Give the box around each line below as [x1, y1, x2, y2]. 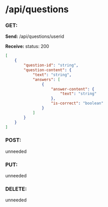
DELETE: [5, 186, 27, 192]
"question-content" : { [23, 67, 72, 73]
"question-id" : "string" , [23, 63, 79, 68]
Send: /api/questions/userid [5, 33, 65, 39]
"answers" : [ [32, 77, 60, 82]
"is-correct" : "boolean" [50, 101, 103, 106]
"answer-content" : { [50, 86, 95, 91]
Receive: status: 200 [5, 43, 49, 50]
